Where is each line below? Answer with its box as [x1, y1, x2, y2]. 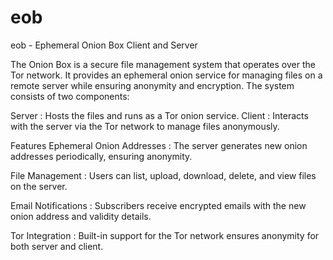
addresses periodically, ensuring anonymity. [10, 150, 193, 162]
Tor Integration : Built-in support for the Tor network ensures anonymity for [10, 229, 320, 241]
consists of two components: [10, 90, 130, 102]
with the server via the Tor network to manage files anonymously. [10, 120, 280, 132]
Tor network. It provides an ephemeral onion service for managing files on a [10, 69, 323, 81]
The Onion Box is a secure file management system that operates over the [10, 58, 316, 70]
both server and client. [10, 240, 104, 252]
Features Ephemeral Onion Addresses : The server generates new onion [10, 139, 308, 151]
